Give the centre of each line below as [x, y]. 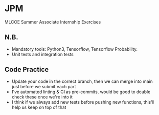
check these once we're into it [42, 97]
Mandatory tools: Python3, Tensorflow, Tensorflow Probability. [75, 49]
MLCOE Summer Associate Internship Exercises [53, 22]
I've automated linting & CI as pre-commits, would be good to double [81, 92]
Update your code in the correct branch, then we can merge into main [82, 81]
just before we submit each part [44, 86]
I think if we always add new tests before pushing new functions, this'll [83, 102]
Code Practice [27, 69]
